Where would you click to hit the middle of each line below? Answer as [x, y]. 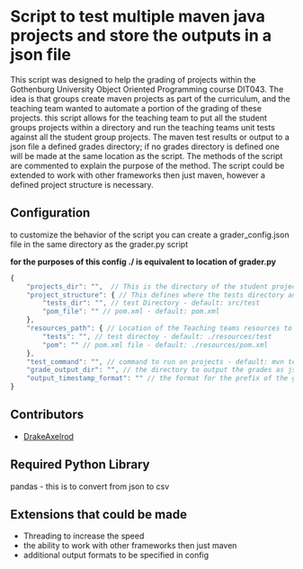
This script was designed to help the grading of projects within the [133, 79]
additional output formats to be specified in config [116, 556]
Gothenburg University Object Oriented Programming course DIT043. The [147, 89]
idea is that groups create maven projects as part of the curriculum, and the [150, 98]
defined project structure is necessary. [82, 184]
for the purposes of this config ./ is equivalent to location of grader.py [143, 262]
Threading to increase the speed [84, 536]
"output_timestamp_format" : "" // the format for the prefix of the [157, 378]
